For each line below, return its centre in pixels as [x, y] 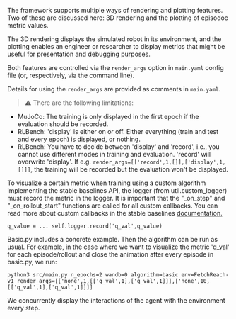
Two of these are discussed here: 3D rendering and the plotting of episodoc [118, 18]
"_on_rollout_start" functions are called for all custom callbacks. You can [113, 206]
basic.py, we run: [33, 262]
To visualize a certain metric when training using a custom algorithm [107, 183]
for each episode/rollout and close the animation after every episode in [111, 254]
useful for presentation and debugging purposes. [79, 54]
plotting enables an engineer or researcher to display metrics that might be [116, 46]
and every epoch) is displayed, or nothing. [79, 139]
